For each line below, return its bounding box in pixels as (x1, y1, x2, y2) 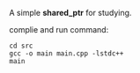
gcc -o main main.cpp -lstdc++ (9, 49, 124, 58)
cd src (9, 41, 33, 50)
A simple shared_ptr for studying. (9, 8, 132, 18)
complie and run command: (9, 25, 109, 34)
